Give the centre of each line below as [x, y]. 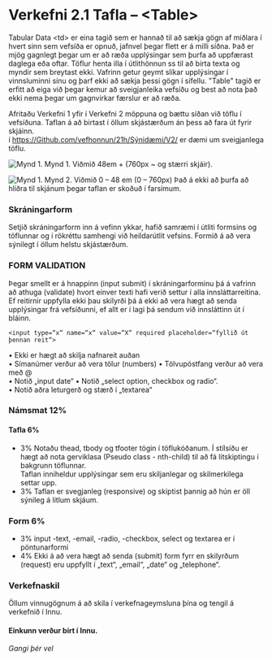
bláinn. [19, 318]
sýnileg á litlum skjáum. [59, 500]
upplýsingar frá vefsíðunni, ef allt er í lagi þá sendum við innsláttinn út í [127, 309]
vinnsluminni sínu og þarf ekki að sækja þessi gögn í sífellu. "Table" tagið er [135, 80]
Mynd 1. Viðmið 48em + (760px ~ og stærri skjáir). [128, 163]
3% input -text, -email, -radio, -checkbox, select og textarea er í [127, 538]
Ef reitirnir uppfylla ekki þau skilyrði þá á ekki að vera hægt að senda [123, 300]
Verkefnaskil [34, 585]
